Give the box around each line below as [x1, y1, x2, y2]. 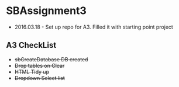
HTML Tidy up [14, 68, 50, 75]
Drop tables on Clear [14, 62, 65, 69]
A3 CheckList [6, 40, 57, 50]
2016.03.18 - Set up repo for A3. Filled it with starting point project [14, 23, 174, 30]
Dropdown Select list [14, 74, 66, 81]
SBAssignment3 [6, 4, 87, 18]
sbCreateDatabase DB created [14, 55, 88, 62]
